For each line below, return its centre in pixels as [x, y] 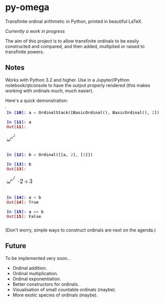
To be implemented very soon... [38, 258]
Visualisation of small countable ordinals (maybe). [64, 289]
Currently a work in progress [35, 31]
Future [16, 246]
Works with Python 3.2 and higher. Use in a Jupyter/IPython [67, 80]
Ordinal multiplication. [35, 273]
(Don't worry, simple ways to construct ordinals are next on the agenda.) [81, 230]
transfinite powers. [25, 52]
